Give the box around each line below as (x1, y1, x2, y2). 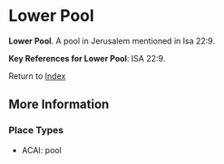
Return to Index (8, 70, 66, 82)
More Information (8, 97, 110, 112)
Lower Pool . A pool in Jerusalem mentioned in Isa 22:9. (8, 35, 215, 46)
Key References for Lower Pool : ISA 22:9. (8, 53, 166, 63)
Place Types (8, 124, 64, 137)
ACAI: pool (21, 144, 63, 155)
